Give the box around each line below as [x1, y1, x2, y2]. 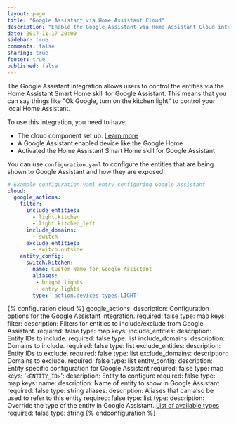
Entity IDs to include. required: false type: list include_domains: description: [7, 334, 225, 343]
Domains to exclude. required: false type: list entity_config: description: [7, 357, 213, 365]
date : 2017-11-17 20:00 [7, 29, 77, 37]
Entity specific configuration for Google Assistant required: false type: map [7, 364, 224, 373]
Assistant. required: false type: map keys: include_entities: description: [7, 327, 212, 336]
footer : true [7, 56, 46, 63]
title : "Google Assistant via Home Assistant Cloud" [7, 17, 165, 24]
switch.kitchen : [25, 259, 74, 267]
